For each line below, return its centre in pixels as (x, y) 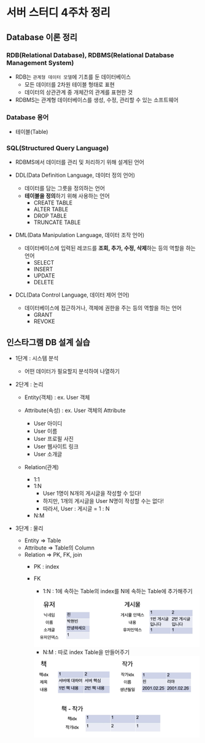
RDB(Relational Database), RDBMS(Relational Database (90, 55)
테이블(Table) (32, 132)
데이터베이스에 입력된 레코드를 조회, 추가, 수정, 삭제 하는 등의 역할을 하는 (110, 248)
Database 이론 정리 (42, 37)
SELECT (44, 263)
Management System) (40, 63)
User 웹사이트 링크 (56, 446)
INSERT (43, 269)
